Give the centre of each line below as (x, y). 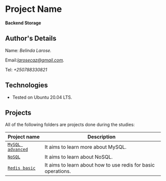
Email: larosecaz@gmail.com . (35, 60)
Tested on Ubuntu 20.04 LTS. (42, 97)
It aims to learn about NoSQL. (78, 157)
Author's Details (31, 38)
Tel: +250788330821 (26, 69)
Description (102, 137)
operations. (58, 171)
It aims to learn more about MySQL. (85, 147)
